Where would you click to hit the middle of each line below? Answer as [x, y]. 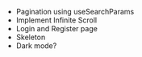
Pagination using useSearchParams [75, 12]
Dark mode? [36, 46]
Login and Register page [57, 28]
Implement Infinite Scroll [56, 20]
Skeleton [31, 37]
